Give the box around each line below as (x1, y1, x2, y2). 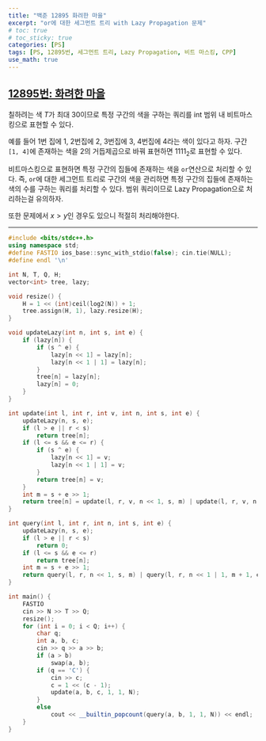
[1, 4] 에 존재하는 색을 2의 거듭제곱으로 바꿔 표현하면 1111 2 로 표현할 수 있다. (8, 146, 243, 158)
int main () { (8, 593, 51, 601)
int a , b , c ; (36, 637, 80, 645)
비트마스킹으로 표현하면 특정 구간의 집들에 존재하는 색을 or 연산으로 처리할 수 (8, 164, 244, 174)
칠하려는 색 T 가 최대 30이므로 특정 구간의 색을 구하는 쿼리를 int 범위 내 (8, 109, 226, 119)
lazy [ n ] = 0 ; (36, 380, 80, 388)
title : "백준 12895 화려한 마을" (8, 11, 107, 20)
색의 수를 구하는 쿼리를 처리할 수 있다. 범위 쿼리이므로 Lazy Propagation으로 (8, 184, 245, 194)
